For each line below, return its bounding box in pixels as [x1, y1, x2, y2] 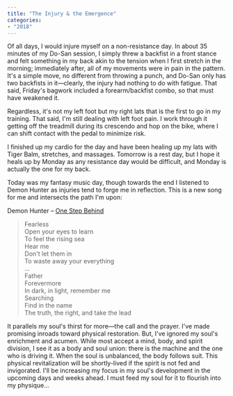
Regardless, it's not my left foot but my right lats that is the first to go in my [7, 107, 221, 115]
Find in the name [24, 302, 73, 310]
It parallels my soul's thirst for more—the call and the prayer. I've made [7, 322, 210, 331]
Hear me [24, 242, 49, 251]
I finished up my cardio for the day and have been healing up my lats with [7, 143, 218, 151]
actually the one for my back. [7, 165, 91, 174]
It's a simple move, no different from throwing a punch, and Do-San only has [7, 72, 226, 80]
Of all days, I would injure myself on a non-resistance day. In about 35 [7, 42, 207, 51]
